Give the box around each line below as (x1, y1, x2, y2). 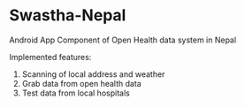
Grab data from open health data (21, 78, 142, 88)
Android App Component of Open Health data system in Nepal (9, 34, 237, 45)
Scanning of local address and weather (21, 68, 165, 80)
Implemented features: (9, 51, 92, 62)
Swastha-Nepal (9, 5, 126, 26)
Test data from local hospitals (21, 88, 130, 98)
